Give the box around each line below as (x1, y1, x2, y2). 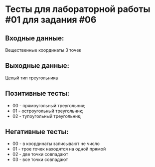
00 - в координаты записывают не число (12, 141, 100, 147)
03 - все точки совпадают (12, 157, 68, 163)
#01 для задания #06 (5, 14, 97, 25)
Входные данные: (5, 34, 64, 42)
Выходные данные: (5, 61, 70, 70)
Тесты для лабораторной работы (5, 3, 151, 15)
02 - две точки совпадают (12, 151, 68, 158)
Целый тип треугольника (5, 75, 58, 81)
